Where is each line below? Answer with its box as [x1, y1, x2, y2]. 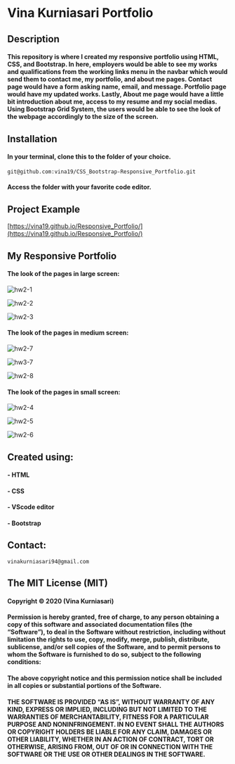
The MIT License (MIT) [7, 577, 109, 589]
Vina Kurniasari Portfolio [7, 5, 154, 21]
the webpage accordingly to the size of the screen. [7, 113, 159, 121]
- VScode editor [7, 503, 55, 511]
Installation [7, 132, 58, 145]
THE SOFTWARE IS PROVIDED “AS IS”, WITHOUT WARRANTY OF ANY [7, 697, 215, 706]
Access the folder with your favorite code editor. [7, 183, 152, 192]
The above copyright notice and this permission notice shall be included [7, 674, 222, 682]
